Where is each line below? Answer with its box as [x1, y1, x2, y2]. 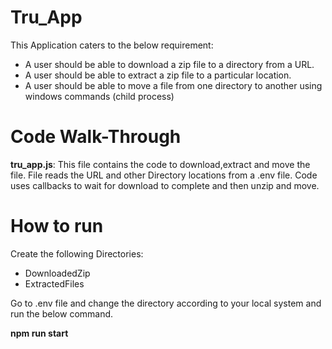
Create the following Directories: [10, 247, 144, 260]
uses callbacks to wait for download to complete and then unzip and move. [10, 179, 320, 191]
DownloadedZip [24, 267, 91, 279]
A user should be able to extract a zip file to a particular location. [24, 69, 292, 81]
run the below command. [10, 307, 114, 320]
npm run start [10, 327, 69, 339]
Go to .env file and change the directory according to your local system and [10, 297, 322, 309]
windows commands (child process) [24, 90, 175, 102]
